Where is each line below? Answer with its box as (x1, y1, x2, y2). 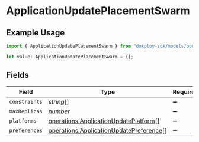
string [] (48, 97, 69, 105)
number (48, 107, 70, 115)
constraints (9, 98, 43, 105)
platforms (9, 117, 37, 124)
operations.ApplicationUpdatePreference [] (48, 126, 167, 134)
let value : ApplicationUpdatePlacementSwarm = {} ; (6, 54, 134, 60)
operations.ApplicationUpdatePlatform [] (48, 117, 160, 125)
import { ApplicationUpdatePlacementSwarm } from (6, 43, 131, 49)
